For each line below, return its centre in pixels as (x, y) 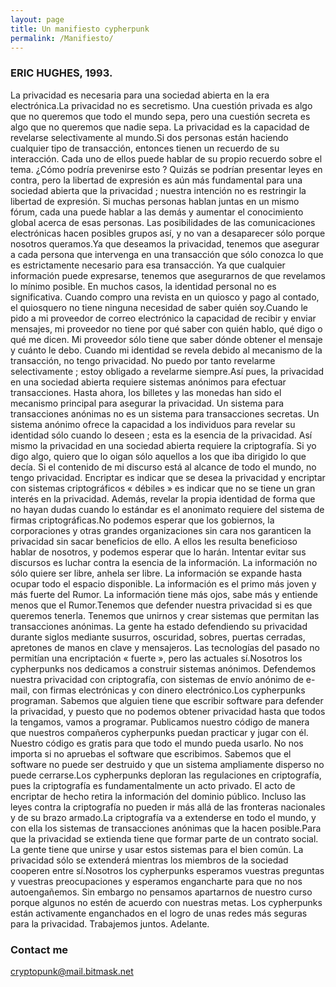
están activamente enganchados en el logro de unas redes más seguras (159, 913)
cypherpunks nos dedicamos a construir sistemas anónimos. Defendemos (163, 668)
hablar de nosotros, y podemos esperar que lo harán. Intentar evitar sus (158, 552)
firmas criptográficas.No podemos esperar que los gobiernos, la (142, 520)
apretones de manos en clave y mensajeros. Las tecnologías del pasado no (165, 647)
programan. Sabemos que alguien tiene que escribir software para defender (167, 700)
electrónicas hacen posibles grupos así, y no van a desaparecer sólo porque (168, 233)
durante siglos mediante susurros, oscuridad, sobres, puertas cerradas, (158, 637)
